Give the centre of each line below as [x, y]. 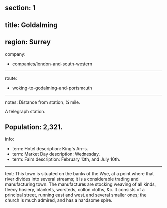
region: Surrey [28, 42]
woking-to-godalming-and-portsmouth [52, 88]
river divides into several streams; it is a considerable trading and [72, 179]
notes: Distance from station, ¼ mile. [43, 102]
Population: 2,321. [34, 127]
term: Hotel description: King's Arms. [50, 149]
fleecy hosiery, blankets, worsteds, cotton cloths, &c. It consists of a [75, 190]
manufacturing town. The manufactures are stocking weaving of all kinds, [81, 184]
